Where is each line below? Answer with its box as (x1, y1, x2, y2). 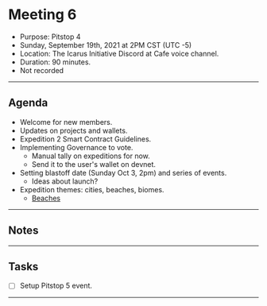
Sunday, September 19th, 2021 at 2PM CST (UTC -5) (19, 40, 192, 49)
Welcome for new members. (19, 117, 113, 126)
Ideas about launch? (31, 176, 99, 186)
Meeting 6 (8, 6, 77, 24)
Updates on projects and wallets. (19, 126, 128, 135)
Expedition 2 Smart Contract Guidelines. (19, 134, 152, 144)
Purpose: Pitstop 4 (19, 32, 81, 41)
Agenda (8, 96, 48, 110)
